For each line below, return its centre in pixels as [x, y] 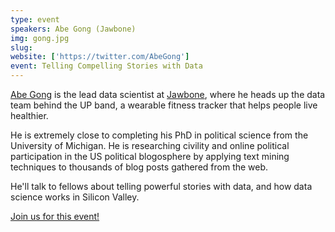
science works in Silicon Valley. [75, 197]
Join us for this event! [55, 216]
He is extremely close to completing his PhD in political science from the [159, 135]
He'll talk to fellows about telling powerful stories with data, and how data [161, 186]
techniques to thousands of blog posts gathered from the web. [139, 167]
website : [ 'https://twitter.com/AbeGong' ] [100, 57]
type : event [35, 19]
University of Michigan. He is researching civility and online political [150, 145]
